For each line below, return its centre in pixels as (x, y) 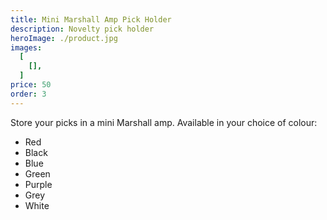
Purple (38, 184)
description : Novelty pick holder (82, 29)
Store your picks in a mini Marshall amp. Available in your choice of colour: (164, 122)
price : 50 (31, 85)
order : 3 (28, 94)
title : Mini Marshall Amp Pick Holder (91, 19)
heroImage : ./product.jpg (64, 38)
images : (26, 47)
